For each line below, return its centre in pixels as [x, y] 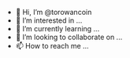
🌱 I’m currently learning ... [58, 29]
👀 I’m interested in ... [49, 20]
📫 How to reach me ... [52, 46]
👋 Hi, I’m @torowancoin [54, 12]
